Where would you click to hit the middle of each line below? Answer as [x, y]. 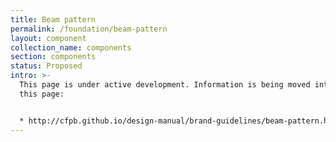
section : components [53, 57]
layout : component [48, 38]
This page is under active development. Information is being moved [165, 85]
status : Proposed [46, 66]
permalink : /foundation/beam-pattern [89, 29]
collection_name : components [71, 47]
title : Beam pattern [53, 19]
